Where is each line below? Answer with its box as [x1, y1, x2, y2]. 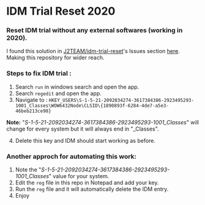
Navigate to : [15, 96, 48, 103]
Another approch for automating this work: [6, 152, 136, 160]
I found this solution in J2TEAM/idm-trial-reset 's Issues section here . [6, 48, 181, 55]
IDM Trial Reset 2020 [6, 4, 116, 18]
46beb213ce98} [15, 108, 51, 114]
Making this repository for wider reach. [6, 54, 105, 62]
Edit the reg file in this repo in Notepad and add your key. [15, 179, 159, 187]
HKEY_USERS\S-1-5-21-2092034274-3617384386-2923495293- [48, 97, 195, 103]
